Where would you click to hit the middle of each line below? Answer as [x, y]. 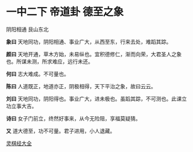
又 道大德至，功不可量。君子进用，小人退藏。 [61, 131]
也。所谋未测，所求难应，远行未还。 [50, 61]
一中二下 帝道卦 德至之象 [65, 12]
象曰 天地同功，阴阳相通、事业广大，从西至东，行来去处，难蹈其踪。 [89, 42]
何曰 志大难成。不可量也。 [37, 74]
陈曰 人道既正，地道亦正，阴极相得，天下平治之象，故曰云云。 [81, 86]
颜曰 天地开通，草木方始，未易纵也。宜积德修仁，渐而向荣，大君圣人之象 [94, 54]
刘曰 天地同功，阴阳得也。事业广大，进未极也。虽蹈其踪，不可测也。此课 [94, 99]
